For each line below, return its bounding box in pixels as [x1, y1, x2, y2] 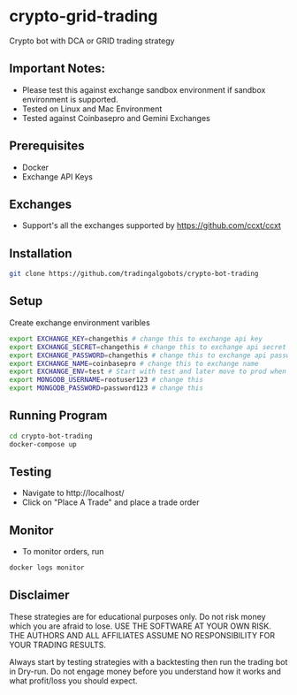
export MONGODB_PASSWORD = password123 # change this [9, 384, 203, 393]
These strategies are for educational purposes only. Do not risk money [9, 611, 266, 622]
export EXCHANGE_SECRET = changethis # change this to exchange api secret [9, 342, 287, 351]
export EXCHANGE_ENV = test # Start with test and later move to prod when [9, 367, 287, 377]
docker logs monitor [9, 563, 86, 572]
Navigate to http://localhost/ [21, 488, 126, 499]
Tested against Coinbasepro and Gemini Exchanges [21, 112, 210, 123]
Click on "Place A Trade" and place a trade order [21, 497, 200, 508]
